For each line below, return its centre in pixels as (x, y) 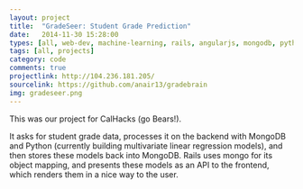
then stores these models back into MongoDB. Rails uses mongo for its (141, 155)
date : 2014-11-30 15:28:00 (64, 34)
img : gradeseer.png (46, 93)
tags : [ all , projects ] (52, 51)
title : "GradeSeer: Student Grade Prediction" (101, 26)
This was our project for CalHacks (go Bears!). (96, 119)
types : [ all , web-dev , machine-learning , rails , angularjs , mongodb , (143, 43)
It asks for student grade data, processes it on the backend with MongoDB (148, 136)
